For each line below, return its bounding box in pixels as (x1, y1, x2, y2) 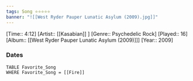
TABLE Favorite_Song (6, 64, 57, 70)
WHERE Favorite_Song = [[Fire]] (6, 69, 85, 75)
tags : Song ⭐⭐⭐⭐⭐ (6, 8, 51, 15)
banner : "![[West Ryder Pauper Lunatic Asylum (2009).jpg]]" (6, 14, 158, 20)
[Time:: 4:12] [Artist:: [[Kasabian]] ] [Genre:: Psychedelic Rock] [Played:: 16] (6, 30, 188, 37)
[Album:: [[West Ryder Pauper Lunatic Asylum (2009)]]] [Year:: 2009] (6, 36, 174, 43)
